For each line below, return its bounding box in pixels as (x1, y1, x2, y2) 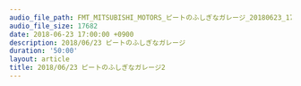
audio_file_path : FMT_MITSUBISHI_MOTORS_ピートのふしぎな (9, 13, 219, 22)
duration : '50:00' (9, 47, 78, 56)
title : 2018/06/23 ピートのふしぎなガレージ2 (9, 64, 166, 73)
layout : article (9, 55, 70, 64)
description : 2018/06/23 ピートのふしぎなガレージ (9, 38, 186, 47)
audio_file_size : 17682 (9, 21, 99, 30)
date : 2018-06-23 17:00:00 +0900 (9, 30, 134, 39)
